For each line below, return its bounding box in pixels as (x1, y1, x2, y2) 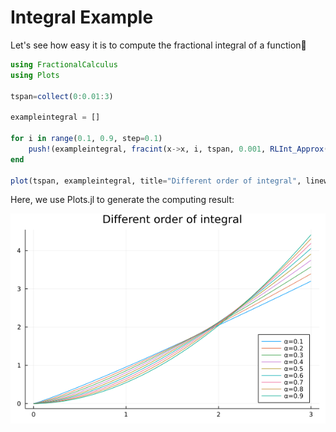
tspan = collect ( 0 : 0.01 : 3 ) (10, 91, 114, 101)
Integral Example (10, 6, 154, 29)
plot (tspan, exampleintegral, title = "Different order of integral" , (10, 176, 302, 186)
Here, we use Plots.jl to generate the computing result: (10, 194, 235, 206)
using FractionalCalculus (10, 59, 118, 70)
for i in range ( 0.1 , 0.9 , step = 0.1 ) (10, 134, 163, 144)
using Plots (10, 70, 60, 80)
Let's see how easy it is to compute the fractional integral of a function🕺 (10, 39, 307, 51)
